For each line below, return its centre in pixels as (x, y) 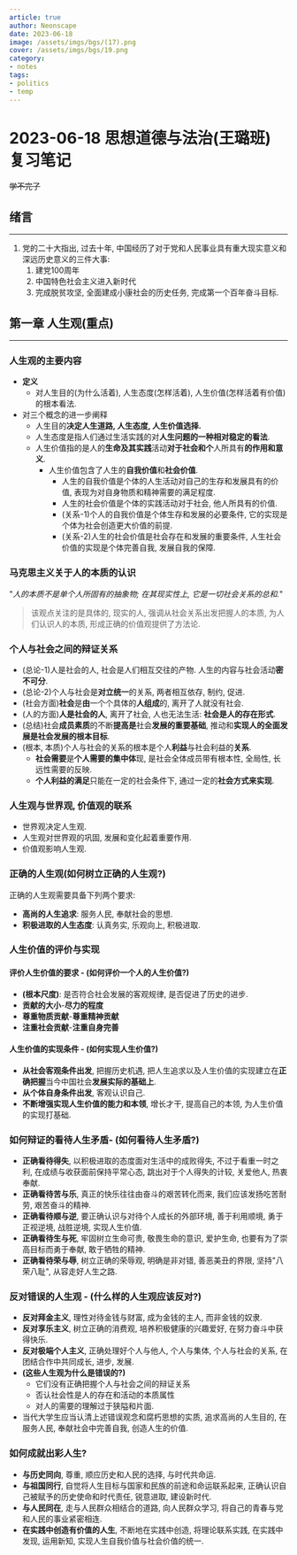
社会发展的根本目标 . (74, 736)
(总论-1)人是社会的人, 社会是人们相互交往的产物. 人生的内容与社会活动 (149, 669)
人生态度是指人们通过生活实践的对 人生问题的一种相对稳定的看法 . (152, 437)
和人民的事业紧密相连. (62, 1519)
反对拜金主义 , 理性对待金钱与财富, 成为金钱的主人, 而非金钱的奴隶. (142, 1318)
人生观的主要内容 (46, 360)
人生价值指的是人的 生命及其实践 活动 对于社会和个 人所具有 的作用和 (155, 448)
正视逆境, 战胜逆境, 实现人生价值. (82, 1227)
